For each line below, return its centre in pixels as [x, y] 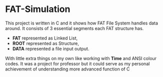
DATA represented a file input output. [51, 48]
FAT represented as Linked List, [45, 38]
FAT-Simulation [38, 9]
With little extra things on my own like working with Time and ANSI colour [81, 58]
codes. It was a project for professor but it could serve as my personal [77, 63]
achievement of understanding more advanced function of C [67, 69]
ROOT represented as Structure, [45, 43]
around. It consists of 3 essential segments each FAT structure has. [74, 28]
